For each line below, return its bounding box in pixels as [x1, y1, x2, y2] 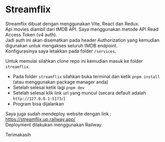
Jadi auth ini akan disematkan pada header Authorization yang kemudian [5, 37, 160, 43]
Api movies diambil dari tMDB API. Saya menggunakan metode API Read [5, 26, 159, 32]
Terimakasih [5, 131, 31, 137]
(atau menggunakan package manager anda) [12, 79, 109, 85]
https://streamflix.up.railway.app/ [5, 116, 76, 122]
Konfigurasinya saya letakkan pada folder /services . [5, 48, 117, 54]
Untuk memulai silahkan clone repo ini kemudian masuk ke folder [5, 58, 143, 64]
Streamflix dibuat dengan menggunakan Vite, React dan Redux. [5, 21, 140, 27]
